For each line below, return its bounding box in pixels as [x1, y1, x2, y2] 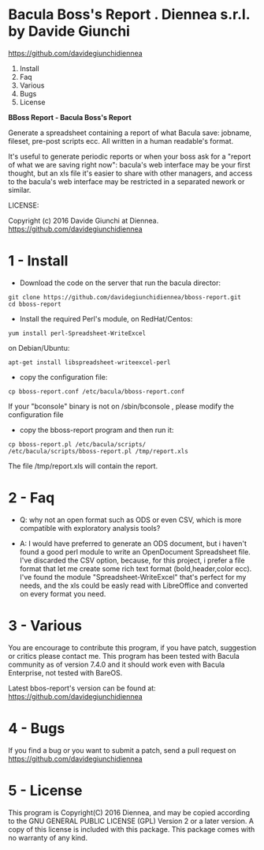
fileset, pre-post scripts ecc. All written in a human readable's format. [8, 136, 234, 145]
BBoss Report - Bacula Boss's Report [8, 112, 132, 122]
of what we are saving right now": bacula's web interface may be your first [8, 160, 251, 169]
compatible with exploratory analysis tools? [19, 523, 161, 532]
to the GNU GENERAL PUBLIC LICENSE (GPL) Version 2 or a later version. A [8, 816, 255, 826]
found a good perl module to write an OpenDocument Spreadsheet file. [19, 547, 251, 556]
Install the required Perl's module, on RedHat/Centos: [19, 314, 193, 323]
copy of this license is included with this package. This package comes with [8, 824, 255, 834]
